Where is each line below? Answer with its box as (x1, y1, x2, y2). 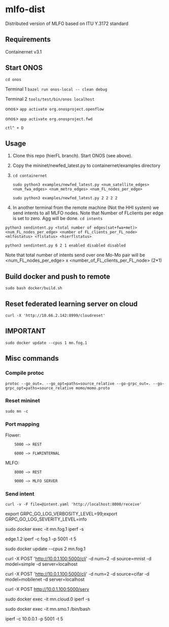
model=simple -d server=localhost (5, 561, 78, 567)
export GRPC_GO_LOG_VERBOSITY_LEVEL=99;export (5, 511, 118, 517)
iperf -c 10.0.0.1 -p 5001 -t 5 (5, 616, 63, 622)
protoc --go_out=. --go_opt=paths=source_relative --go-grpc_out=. (5, 381, 151, 386)
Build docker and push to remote (5, 272, 111, 281)
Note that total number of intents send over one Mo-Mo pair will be (5, 252, 146, 258)
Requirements (5, 35, 51, 44)
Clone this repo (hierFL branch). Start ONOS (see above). (12, 153, 133, 159)
